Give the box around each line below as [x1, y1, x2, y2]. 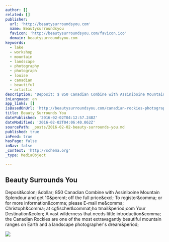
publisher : [5, 17, 28, 22]
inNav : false [5, 143, 33, 149]
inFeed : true [5, 134, 33, 139]
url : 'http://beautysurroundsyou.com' [10, 21, 92, 27]
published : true [5, 129, 39, 134]
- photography [10, 64, 39, 69]
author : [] [5, 7, 28, 13]
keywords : [5, 40, 26, 45]
